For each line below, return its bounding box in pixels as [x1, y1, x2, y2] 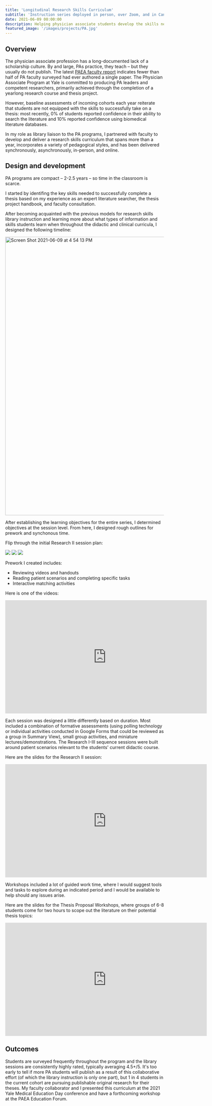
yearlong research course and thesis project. [5, 90, 99, 96]
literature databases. [5, 121, 48, 127]
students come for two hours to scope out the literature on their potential [5, 907, 157, 913]
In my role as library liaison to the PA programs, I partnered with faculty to [5, 131, 158, 137]
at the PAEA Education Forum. [5, 1095, 67, 1101]
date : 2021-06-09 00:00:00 [5, 17, 62, 22]
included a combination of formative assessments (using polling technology [5, 723, 163, 729]
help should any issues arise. [5, 892, 65, 898]
